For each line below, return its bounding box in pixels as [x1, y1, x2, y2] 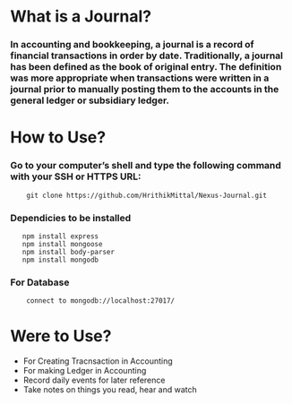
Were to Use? [10, 326, 112, 347]
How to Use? [10, 127, 107, 148]
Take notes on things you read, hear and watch [22, 384, 198, 395]
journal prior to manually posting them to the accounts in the [10, 83, 279, 96]
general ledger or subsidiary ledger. [10, 94, 169, 107]
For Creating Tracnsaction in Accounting [22, 356, 173, 366]
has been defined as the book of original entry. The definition [10, 61, 282, 73]
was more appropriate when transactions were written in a [10, 72, 270, 84]
